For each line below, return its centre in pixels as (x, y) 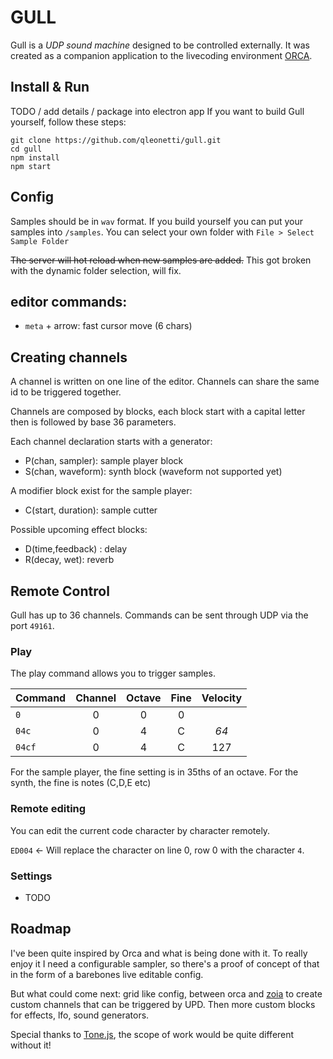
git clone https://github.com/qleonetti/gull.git (116, 140)
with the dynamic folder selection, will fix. (96, 270)
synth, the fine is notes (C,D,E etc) (81, 783)
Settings (31, 876)
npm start (31, 166)
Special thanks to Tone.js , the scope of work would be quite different (152, 1034)
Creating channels (69, 357)
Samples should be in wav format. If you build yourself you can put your (156, 221)
